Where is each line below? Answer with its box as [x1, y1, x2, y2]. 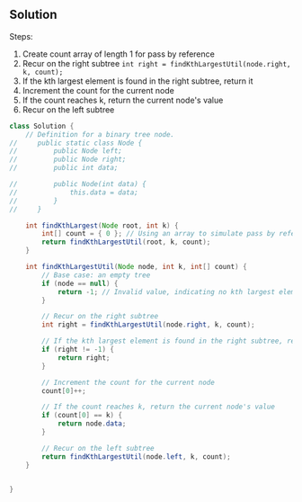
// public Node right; [9, 155, 127, 165]
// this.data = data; [9, 188, 139, 197]
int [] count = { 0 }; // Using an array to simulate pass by [41, 229, 276, 238]
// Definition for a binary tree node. [25, 130, 175, 139]
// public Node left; [9, 147, 123, 156]
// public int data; [9, 164, 119, 173]
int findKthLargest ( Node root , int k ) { [25, 220, 179, 230]
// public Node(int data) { [9, 180, 147, 189]
